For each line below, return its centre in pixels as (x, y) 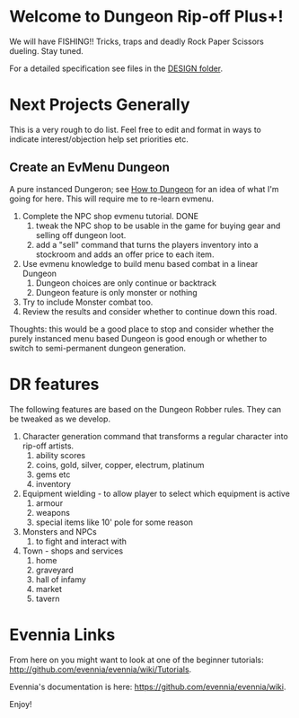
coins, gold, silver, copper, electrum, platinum (120, 465)
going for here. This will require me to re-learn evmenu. (112, 199)
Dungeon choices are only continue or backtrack (126, 283)
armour (49, 503)
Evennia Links (62, 634)
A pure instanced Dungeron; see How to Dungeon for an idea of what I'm (145, 189)
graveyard (54, 570)
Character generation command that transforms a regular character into (155, 436)
